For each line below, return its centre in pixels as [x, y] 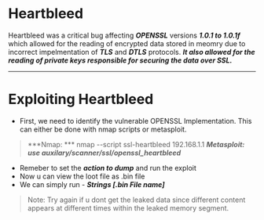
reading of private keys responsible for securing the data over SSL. [120, 60]
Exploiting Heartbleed [81, 99]
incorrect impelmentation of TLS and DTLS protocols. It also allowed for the [132, 52]
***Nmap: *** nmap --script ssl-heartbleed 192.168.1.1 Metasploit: [136, 144]
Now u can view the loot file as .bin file [82, 176]
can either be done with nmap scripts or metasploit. [103, 129]
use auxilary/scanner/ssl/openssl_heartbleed [104, 153]
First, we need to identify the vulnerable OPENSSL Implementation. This [136, 121]
